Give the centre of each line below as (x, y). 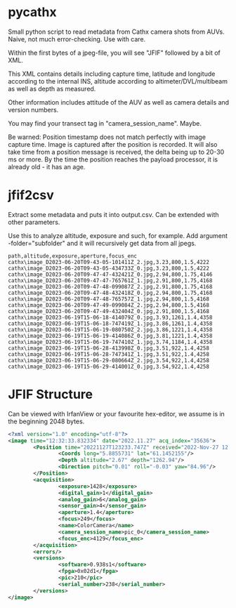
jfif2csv (31, 196)
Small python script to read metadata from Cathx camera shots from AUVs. (116, 32)
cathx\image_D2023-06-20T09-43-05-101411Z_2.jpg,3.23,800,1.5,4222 (109, 262)
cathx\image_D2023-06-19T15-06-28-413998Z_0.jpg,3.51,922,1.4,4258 (109, 348)
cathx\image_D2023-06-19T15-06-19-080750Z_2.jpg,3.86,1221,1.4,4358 (110, 330)
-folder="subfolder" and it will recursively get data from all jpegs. (102, 243)
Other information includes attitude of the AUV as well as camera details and (119, 102)
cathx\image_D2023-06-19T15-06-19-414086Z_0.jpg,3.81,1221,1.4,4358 (110, 336)
